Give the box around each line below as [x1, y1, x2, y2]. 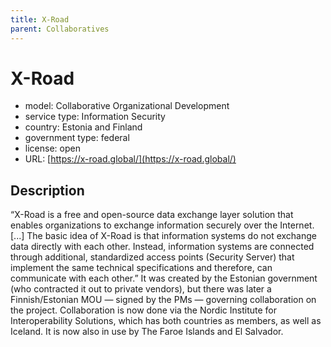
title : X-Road [10, 14, 70, 25]
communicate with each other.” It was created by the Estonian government [10, 272, 318, 285]
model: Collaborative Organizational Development [24, 100, 230, 112]
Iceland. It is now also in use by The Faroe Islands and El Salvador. [10, 326, 284, 338]
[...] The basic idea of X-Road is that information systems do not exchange [10, 230, 317, 242]
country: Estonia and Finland [24, 121, 143, 133]
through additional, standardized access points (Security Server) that [10, 251, 295, 263]
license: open [24, 142, 81, 155]
